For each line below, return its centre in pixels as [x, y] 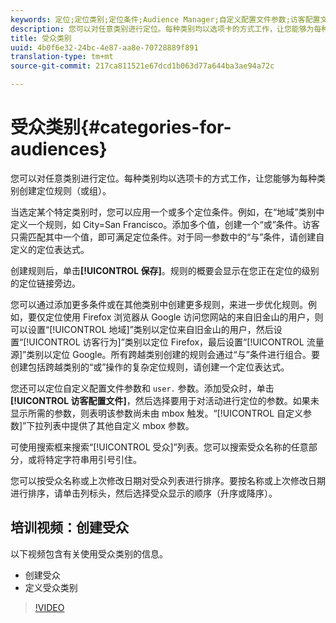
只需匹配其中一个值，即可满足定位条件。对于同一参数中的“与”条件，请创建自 [167, 237]
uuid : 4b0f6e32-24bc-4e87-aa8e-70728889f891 [104, 47]
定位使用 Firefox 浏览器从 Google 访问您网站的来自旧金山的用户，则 [184, 317]
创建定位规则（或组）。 [65, 190]
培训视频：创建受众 [69, 527]
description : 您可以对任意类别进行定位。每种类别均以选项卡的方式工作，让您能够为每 [166, 29]
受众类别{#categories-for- [121, 127]
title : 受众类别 [41, 38]
